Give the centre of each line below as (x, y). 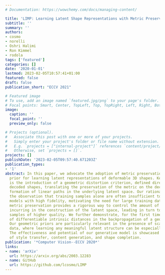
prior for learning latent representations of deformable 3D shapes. (82, 178)
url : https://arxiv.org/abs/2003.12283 (50, 256)
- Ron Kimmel (18, 50)
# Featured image (23, 96)
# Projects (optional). (29, 132)
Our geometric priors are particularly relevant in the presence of (81, 224)
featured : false (22, 78)
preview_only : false (30, 123)
